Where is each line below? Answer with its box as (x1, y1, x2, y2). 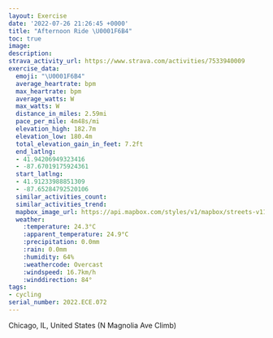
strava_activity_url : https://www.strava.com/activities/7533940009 (8, 58, 245, 66)
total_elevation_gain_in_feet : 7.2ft (15, 139, 144, 148)
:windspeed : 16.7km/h (23, 268, 96, 276)
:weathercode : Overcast (23, 260, 104, 268)
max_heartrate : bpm (15, 87, 82, 96)
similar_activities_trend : (15, 200, 107, 208)
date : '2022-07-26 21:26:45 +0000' (8, 19, 129, 28)
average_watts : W (15, 95, 75, 103)
